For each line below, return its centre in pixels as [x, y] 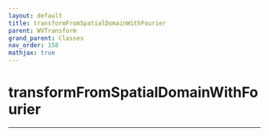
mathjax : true [32, 53]
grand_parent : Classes [46, 38]
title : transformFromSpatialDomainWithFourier [87, 23]
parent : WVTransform [43, 30]
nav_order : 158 [34, 46]
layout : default [35, 16]
